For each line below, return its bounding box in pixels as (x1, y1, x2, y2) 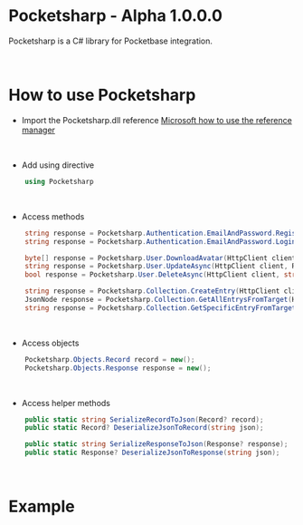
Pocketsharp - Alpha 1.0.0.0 (8, 5, 223, 26)
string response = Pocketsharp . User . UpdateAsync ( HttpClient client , (24, 262, 289, 271)
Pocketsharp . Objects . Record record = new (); (24, 355, 195, 364)
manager (21, 124, 56, 135)
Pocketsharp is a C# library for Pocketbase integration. (8, 35, 213, 46)
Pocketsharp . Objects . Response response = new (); (24, 364, 212, 373)
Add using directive (21, 160, 95, 170)
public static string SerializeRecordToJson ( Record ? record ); (24, 414, 264, 424)
